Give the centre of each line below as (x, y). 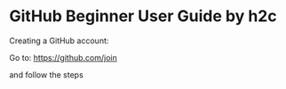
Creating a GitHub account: (59, 41)
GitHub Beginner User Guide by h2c (143, 16)
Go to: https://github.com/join (63, 57)
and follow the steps (47, 74)
